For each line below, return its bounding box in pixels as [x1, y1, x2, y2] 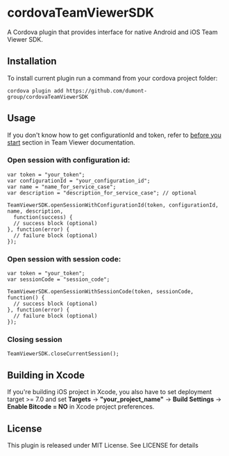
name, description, [7, 207, 64, 215]
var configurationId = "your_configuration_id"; [7, 177, 151, 184]
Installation [7, 56, 57, 67]
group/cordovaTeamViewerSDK [7, 93, 89, 100]
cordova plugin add [7, 87, 64, 95]
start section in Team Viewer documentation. [7, 138, 135, 147]
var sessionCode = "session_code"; [7, 276, 110, 283]
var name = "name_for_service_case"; [7, 183, 117, 190]
